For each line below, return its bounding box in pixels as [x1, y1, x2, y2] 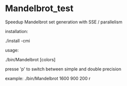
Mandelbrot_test [5, 3, 74, 14]
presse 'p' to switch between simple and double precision [5, 66, 121, 72]
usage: [5, 47, 19, 53]
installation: [5, 28, 28, 34]
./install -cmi [5, 37, 30, 44]
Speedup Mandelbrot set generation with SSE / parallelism [5, 19, 123, 25]
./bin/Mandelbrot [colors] [5, 56, 56, 62]
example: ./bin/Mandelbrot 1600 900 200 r [5, 75, 91, 81]
